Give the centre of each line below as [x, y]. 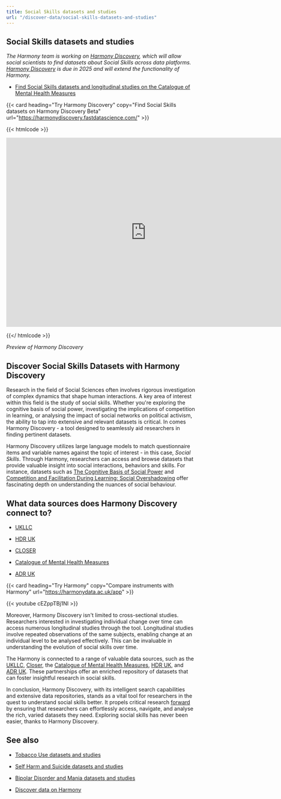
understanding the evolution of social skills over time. [72, 647]
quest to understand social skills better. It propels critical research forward [98, 702]
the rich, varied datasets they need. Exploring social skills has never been [97, 715]
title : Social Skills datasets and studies [62, 12]
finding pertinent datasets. [39, 435]
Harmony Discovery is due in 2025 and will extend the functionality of [93, 69]
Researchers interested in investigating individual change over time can [95, 621]
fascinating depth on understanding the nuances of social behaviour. [91, 485]
